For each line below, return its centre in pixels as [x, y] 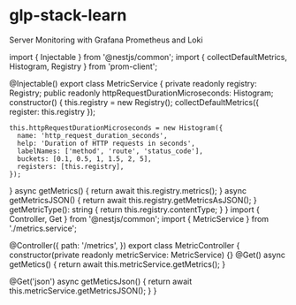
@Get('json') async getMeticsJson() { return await [101, 281]
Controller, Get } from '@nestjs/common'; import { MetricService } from [139, 218]
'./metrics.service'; [43, 228]
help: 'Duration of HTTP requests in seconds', [106, 143]
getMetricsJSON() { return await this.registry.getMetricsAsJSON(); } [133, 200]
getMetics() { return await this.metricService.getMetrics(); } [118, 264]
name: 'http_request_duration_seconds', [92, 135]
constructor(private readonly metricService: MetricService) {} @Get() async [147, 255]
